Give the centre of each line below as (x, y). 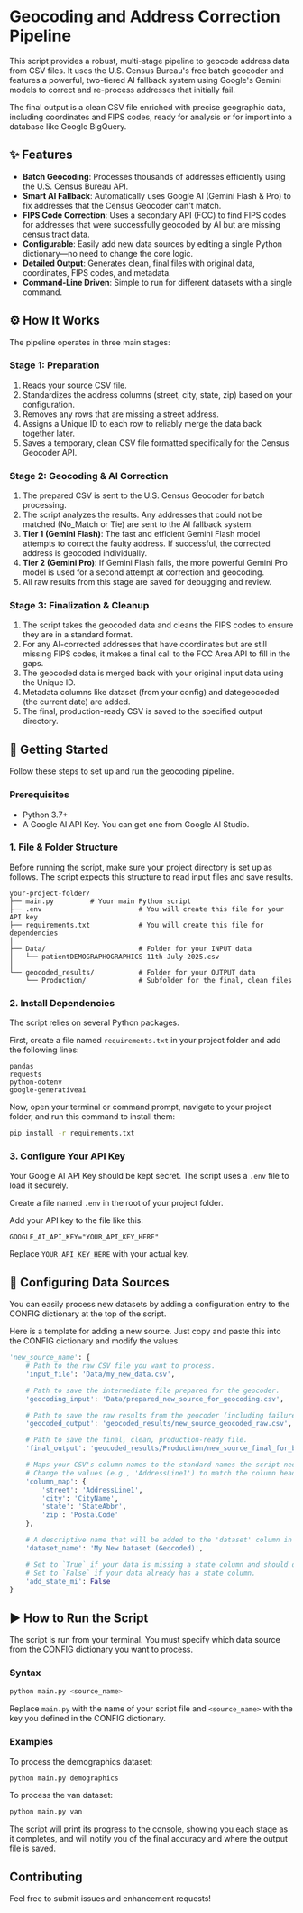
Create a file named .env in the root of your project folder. (116, 1203)
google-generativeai (48, 1090)
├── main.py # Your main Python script (101, 901)
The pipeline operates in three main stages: (90, 342)
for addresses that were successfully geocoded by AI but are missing (151, 224)
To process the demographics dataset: (81, 1761)
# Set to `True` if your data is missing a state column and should (157, 1564)
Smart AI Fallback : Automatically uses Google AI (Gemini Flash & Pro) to (156, 195)
